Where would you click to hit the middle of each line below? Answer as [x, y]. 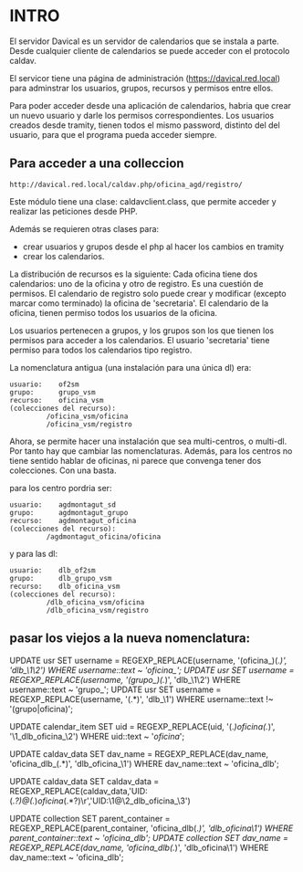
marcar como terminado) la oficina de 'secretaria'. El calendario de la [139, 303]
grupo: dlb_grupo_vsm [61, 578]
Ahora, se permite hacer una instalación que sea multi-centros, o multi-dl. [148, 441]
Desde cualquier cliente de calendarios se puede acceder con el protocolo [150, 50]
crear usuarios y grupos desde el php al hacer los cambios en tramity [153, 247]
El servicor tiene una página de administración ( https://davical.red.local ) [145, 78]
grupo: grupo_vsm [52, 392]
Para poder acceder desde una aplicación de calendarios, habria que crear [151, 105]
